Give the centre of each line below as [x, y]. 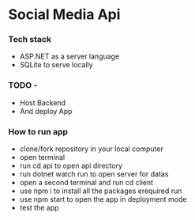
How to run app [38, 131]
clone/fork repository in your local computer [91, 149]
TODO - [23, 85]
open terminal [42, 157]
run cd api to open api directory [71, 166]
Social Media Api [64, 15]
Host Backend [42, 102]
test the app [39, 208]
